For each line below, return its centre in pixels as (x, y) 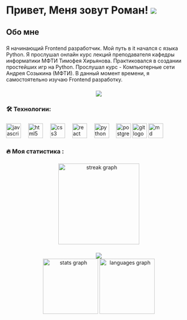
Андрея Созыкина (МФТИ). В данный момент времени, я (78, 73)
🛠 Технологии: (29, 109)
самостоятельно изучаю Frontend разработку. (64, 79)
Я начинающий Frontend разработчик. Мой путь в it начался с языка (92, 48)
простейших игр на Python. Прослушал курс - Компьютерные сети (91, 67)
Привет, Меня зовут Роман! (77, 10)
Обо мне (23, 32)
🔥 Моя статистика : (35, 152)
